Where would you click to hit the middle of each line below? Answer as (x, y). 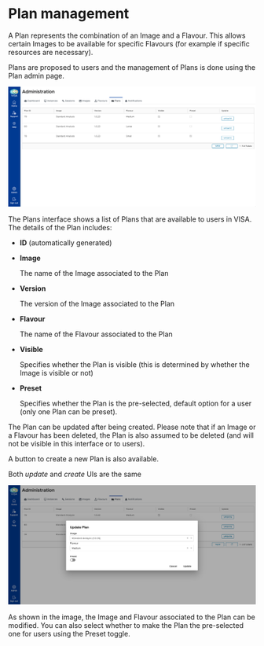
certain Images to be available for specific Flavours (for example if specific (129, 43)
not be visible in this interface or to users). (77, 443)
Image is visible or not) (57, 373)
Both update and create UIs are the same (75, 474)
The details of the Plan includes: (60, 227)
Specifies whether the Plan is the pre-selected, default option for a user (136, 403)
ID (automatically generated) (66, 242)
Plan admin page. (37, 75)
